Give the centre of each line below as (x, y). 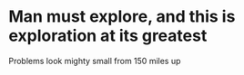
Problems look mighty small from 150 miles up (95, 61)
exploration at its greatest (108, 36)
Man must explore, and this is (122, 17)
